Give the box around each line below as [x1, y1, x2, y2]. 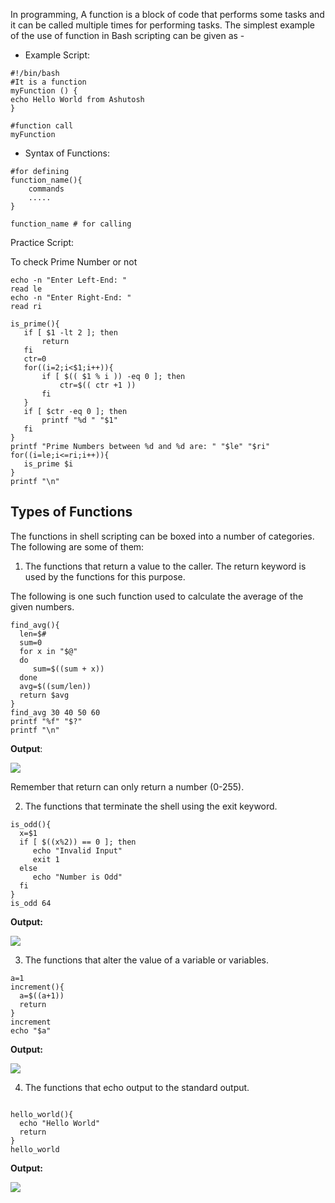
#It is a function [10, 77, 87, 87]
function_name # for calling [10, 219, 132, 229]
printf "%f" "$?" [10, 716, 83, 726]
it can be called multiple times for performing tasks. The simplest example [10, 19, 316, 31]
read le [10, 284, 43, 294]
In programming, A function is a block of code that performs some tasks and [10, 9, 325, 20]
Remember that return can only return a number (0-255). [10, 780, 245, 793]
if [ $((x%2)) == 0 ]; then [19, 837, 137, 847]
